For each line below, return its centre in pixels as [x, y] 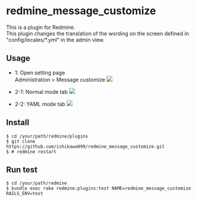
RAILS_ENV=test [25, 194]
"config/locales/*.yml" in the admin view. [55, 40]
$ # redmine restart [32, 152]
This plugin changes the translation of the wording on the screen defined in [98, 33]
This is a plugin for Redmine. [41, 27]
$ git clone [21, 141]
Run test [22, 170]
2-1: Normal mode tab [41, 92]
